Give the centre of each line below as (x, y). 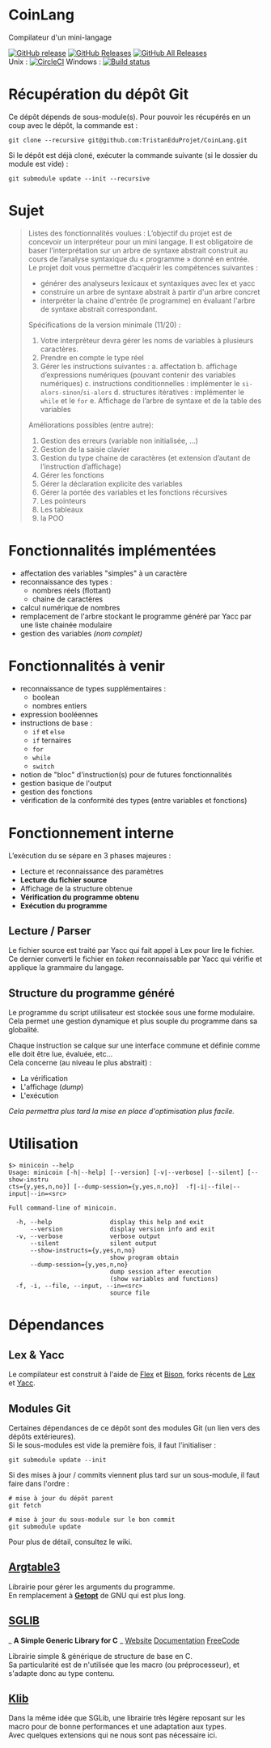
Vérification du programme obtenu (80, 897)
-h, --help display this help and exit (110, 1223)
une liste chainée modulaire (66, 624)
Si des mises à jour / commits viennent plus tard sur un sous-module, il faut (134, 1475)
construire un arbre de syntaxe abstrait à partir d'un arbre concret (150, 291)
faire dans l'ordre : (39, 1484)
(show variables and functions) (164, 1279)
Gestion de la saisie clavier (85, 449)
